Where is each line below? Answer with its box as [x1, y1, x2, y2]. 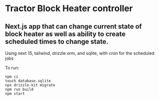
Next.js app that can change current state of [5, 22, 142, 31]
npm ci [5, 74, 18, 79]
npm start [5, 91, 25, 96]
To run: [5, 65, 19, 70]
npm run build [5, 87, 34, 92]
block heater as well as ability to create [5, 30, 126, 38]
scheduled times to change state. [5, 37, 108, 46]
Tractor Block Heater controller [5, 3, 133, 14]
